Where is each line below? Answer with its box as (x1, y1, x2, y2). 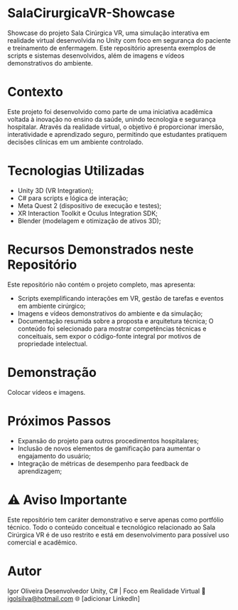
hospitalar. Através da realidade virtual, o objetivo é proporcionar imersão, (7, 123, 225, 131)
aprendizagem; (17, 467, 63, 475)
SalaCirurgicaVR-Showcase (7, 5, 175, 21)
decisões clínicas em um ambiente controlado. (7, 138, 144, 146)
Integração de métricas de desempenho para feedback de (17, 459, 189, 467)
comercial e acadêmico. (7, 538, 78, 547)
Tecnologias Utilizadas (7, 162, 145, 179)
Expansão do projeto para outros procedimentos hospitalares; (17, 436, 199, 445)
